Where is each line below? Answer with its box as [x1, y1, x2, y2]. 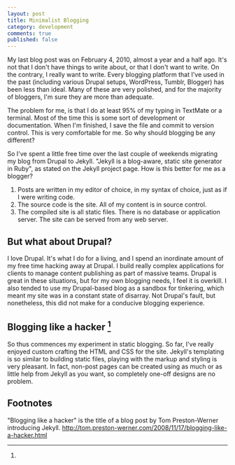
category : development [7, 23, 73, 30]
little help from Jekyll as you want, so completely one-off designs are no [7, 369, 215, 378]
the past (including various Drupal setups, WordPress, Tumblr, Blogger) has [7, 78, 225, 86]
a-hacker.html [7, 431, 48, 439]
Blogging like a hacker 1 [7, 319, 111, 333]
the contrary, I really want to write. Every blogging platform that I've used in [7, 71, 225, 79]
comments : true [7, 29, 52, 37]
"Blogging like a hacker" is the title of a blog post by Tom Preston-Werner [7, 416, 219, 424]
